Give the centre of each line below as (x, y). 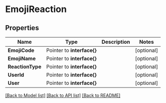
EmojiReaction (36, 9)
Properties (22, 28)
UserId (16, 75)
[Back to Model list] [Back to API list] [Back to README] (63, 95)
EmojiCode (21, 50)
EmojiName (22, 59)
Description (116, 42)
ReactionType (25, 67)
